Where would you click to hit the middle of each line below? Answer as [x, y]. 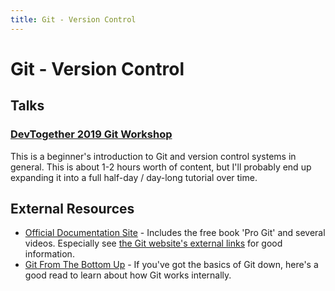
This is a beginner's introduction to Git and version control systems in [153, 156]
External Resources [72, 208]
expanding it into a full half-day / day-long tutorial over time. [134, 177]
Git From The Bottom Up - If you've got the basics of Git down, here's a [171, 265]
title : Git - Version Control [73, 19]
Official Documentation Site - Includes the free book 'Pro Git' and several [175, 233]
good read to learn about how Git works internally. [128, 275]
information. [49, 254]
